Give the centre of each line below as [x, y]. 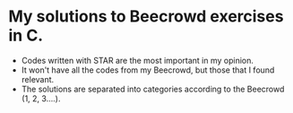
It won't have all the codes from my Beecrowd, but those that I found [148, 70]
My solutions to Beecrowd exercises [146, 17]
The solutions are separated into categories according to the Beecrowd [153, 89]
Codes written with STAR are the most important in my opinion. [138, 60]
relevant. [38, 79]
